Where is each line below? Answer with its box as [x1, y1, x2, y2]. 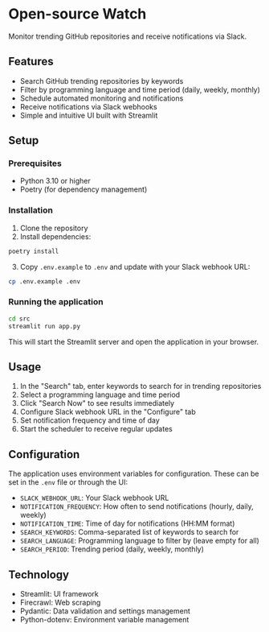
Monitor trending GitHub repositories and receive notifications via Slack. [8, 31, 247, 41]
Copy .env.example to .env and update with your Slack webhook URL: [19, 262, 251, 271]
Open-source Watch [8, 5, 147, 23]
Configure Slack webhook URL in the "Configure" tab [19, 407, 196, 417]
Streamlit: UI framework [19, 589, 99, 598]
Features [8, 55, 54, 68]
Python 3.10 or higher [19, 176, 91, 186]
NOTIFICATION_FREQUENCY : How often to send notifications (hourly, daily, [19, 502, 255, 511]
